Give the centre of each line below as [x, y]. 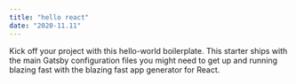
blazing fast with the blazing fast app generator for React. [115, 69]
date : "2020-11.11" [45, 26]
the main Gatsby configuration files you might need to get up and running [144, 60]
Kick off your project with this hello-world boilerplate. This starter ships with [148, 50]
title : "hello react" [49, 17]
